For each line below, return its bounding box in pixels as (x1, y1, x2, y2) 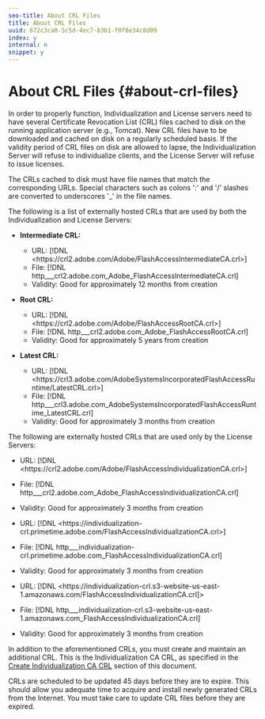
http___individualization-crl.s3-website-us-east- (55, 605, 213, 614)
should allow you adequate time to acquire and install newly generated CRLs (8, 684, 257, 694)
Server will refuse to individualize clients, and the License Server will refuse (8, 150, 255, 160)
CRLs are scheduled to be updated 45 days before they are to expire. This (8, 676, 249, 686)
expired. (8, 702, 36, 711)
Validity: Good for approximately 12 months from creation (31, 279, 218, 289)
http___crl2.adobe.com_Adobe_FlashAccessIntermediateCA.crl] (31, 271, 239, 280)
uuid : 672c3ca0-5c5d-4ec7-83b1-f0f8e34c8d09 (8, 26, 157, 34)
